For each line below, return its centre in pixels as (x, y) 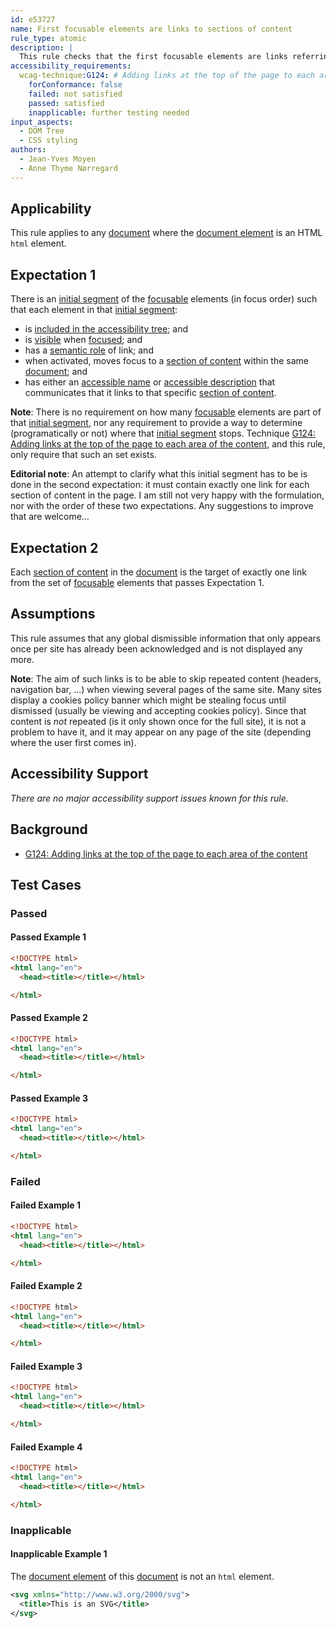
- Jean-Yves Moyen (58, 159)
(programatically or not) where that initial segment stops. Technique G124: (163, 433)
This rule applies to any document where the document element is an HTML (166, 233)
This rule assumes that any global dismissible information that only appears (166, 638)
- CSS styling (48, 141)
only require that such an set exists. (83, 455)
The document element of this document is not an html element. (142, 1576)
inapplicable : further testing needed (109, 112)
